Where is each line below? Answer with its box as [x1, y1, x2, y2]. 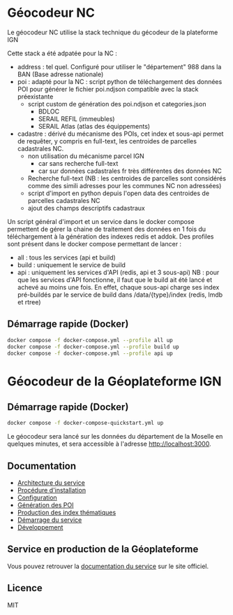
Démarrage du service [17, 516, 82, 524]
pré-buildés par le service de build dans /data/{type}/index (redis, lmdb [17, 290, 223, 299]
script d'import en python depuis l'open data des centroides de [27, 189, 210, 197]
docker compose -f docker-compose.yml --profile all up [7, 337, 173, 344]
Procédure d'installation [17, 486, 86, 495]
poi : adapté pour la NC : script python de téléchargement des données [17, 77, 223, 85]
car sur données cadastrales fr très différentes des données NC [38, 167, 222, 175]
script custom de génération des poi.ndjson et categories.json [27, 99, 206, 108]
